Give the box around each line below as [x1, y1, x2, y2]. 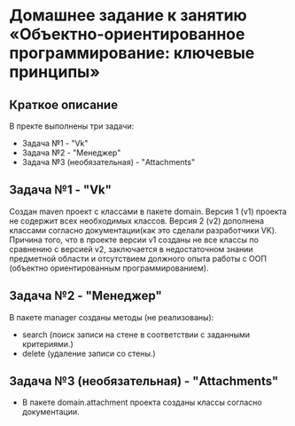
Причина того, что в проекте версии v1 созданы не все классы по [9, 234, 260, 245]
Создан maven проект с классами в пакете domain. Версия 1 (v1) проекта [9, 206, 287, 217]
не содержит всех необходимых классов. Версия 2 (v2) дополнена [9, 215, 264, 226]
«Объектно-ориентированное [9, 24, 245, 44]
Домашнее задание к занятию [9, 5, 248, 26]
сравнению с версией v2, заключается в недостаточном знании [9, 243, 254, 254]
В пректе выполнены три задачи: [9, 121, 135, 131]
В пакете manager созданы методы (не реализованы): [9, 312, 214, 322]
